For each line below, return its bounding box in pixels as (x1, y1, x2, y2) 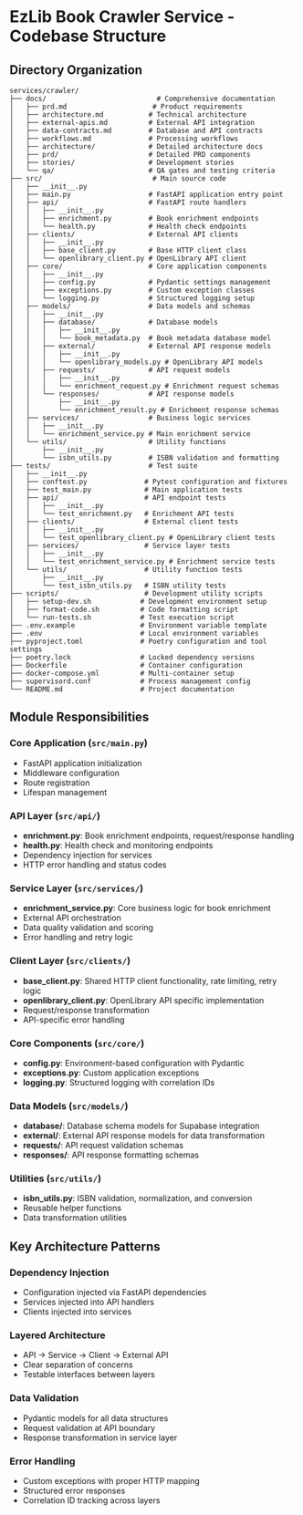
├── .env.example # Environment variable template (9, 621, 267, 630)
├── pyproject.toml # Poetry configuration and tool (9, 637, 267, 646)
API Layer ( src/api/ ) (9, 809, 100, 822)
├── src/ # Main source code (9, 174, 226, 183)
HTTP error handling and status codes (22, 859, 167, 870)
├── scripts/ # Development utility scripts (9, 589, 263, 598)
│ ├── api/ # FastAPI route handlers (9, 198, 247, 207)
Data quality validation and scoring (22, 922, 153, 933)
